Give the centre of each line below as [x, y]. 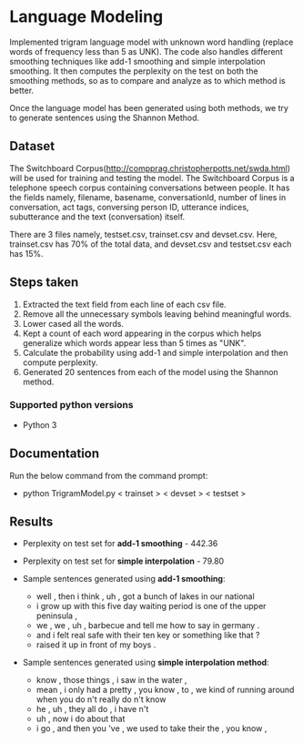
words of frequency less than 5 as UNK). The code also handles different [146, 51]
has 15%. [26, 253]
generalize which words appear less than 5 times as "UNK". [134, 342]
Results [31, 522]
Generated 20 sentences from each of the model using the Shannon [151, 371]
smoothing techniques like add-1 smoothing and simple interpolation [137, 61]
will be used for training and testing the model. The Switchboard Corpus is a [152, 178]
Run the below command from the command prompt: [109, 475]
